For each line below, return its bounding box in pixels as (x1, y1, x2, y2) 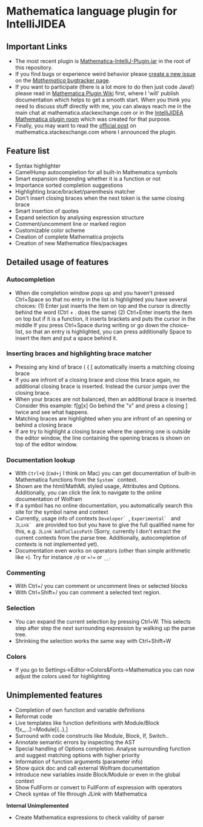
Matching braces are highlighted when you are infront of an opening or (15, 415, 192, 422)
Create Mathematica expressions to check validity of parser (15, 814, 165, 821)
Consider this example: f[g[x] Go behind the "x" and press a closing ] (15, 402, 188, 409)
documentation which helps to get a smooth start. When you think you (15, 96, 191, 103)
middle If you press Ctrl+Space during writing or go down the (15, 321, 168, 328)
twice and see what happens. (15, 408, 89, 415)
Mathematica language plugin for (6, 4, 178, 18)
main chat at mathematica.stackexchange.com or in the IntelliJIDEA (15, 109, 184, 116)
